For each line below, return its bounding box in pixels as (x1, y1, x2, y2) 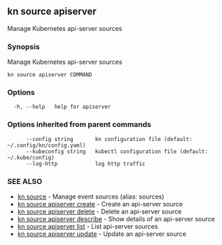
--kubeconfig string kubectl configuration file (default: (25, 147, 209, 155)
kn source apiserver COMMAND (7, 72, 92, 79)
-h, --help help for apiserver (13, 103, 111, 111)
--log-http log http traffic (25, 160, 146, 167)
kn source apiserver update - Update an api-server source (17, 230, 187, 238)
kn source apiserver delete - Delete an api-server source (17, 207, 182, 216)
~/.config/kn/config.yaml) (7, 142, 86, 149)
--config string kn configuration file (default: (25, 135, 193, 143)
